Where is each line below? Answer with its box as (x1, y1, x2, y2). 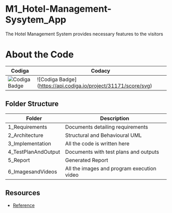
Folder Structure (5, 100, 59, 108)
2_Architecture (8, 131, 44, 138)
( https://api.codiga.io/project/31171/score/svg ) (37, 82, 153, 89)
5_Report (8, 156, 30, 163)
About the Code (5, 49, 74, 60)
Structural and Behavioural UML (65, 131, 142, 138)
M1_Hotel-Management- (5, 3, 112, 15)
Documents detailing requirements (65, 123, 148, 130)
